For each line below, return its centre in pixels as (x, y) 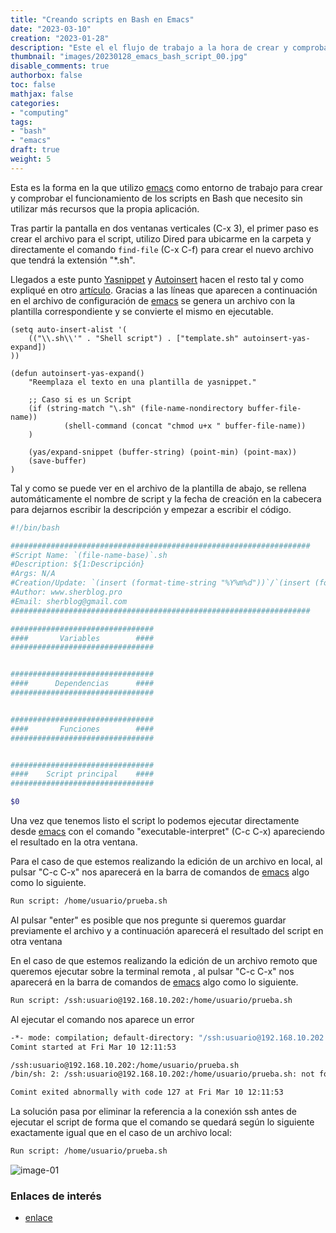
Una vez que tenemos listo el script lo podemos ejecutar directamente (155, 820)
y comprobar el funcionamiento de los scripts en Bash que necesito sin (156, 198)
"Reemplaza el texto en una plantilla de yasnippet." (142, 382)
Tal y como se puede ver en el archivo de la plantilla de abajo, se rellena (158, 488)
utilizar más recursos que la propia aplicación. (105, 208)
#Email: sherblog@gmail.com (69, 601)
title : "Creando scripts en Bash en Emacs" (102, 19)
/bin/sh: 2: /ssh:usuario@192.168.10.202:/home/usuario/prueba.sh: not (162, 1074)
